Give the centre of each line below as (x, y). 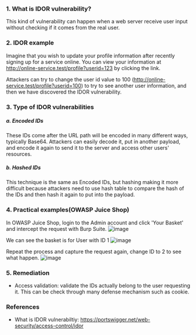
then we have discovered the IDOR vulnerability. (64, 92)
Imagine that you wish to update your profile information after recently (91, 56)
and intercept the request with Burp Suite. (56, 229)
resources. (19, 154)
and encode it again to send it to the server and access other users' (88, 148)
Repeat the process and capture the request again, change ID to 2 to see (94, 251)
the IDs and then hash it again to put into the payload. (71, 195)
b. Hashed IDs (23, 168)
